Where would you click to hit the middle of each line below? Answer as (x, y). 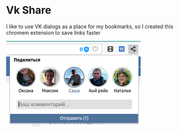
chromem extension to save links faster (54, 32)
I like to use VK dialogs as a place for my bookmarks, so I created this (90, 26)
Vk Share (29, 10)
